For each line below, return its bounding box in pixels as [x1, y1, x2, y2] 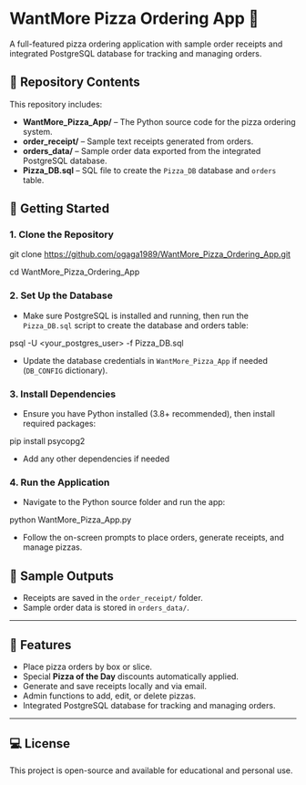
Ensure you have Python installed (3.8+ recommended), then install [22, 408, 276, 419]
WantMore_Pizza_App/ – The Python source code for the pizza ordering [22, 116, 296, 127]
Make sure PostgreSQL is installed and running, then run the [22, 310, 249, 321]
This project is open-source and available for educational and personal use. [9, 765, 293, 776]
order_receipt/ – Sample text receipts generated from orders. [22, 136, 254, 147]
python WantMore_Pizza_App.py [9, 514, 132, 525]
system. [22, 126, 53, 137]
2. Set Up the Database [9, 289, 114, 302]
